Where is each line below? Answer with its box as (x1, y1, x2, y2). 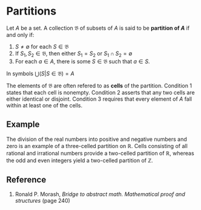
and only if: (6, 31, 35, 38)
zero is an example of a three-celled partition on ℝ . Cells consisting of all (6, 142, 188, 149)
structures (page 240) (15, 197, 71, 205)
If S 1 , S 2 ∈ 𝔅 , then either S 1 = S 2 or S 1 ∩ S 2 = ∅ (15, 50, 133, 58)
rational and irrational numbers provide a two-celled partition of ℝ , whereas (6, 149, 195, 157)
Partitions (6, 4, 56, 18)
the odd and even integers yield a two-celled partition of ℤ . (6, 157, 153, 164)
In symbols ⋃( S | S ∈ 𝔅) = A (6, 70, 74, 77)
